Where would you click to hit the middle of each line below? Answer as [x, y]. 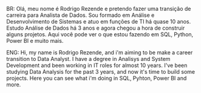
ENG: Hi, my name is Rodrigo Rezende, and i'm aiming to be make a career [100, 53]
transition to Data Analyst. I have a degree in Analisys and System [88, 59]
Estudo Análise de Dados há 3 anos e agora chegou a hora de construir [96, 28]
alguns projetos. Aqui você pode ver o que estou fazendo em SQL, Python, [100, 34]
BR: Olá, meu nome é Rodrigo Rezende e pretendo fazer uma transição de [99, 9]
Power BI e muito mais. [35, 41]
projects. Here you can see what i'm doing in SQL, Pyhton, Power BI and [97, 78]
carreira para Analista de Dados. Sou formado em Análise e [80, 15]
